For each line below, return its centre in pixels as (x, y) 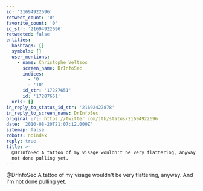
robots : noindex (27, 136)
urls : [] (23, 102)
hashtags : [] (28, 46)
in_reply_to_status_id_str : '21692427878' (60, 107)
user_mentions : (31, 57)
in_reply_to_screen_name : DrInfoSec (52, 113)
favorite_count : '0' (32, 23)
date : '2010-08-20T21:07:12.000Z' (50, 125)
